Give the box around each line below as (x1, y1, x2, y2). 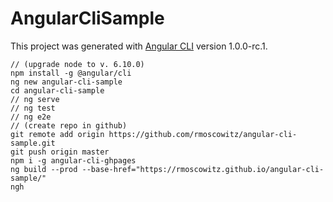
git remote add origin (10, 129, 105, 139)
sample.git (10, 138, 56, 148)
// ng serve (10, 94, 60, 104)
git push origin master (10, 147, 110, 157)
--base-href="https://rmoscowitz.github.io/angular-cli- (81, 164, 325, 174)
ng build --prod (10, 164, 78, 174)
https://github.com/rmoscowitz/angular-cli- (108, 129, 298, 139)
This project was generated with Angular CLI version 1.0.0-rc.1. (10, 40, 268, 52)
